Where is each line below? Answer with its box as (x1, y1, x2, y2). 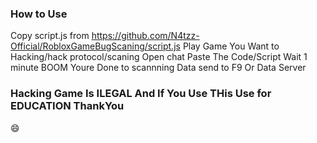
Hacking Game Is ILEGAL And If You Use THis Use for (10, 87, 272, 101)
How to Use (10, 7, 68, 21)
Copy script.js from (10, 30, 90, 42)
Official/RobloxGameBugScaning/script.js (10, 40, 181, 52)
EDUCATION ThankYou (10, 99, 125, 113)
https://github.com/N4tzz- (91, 30, 200, 42)
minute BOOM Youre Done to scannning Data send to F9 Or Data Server (10, 62, 307, 74)
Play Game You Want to (182, 40, 280, 52)
